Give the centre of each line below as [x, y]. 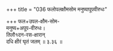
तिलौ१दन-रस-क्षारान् [26, 35]
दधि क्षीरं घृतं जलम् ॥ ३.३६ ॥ [34, 41]
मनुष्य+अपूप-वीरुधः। [26, 28]
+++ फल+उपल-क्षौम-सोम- [33, 21]
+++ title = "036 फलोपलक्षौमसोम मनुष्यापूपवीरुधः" [57, 9]
